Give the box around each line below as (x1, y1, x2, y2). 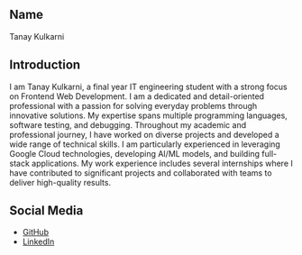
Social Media (9, 203, 84, 219)
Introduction (9, 58, 81, 73)
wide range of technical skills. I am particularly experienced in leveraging (9, 139, 281, 150)
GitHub (22, 227, 50, 238)
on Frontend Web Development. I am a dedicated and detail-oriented (9, 90, 264, 102)
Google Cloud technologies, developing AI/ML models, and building (9, 148, 260, 159)
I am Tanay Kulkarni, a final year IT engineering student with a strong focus (9, 81, 288, 92)
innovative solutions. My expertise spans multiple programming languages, (9, 110, 288, 121)
